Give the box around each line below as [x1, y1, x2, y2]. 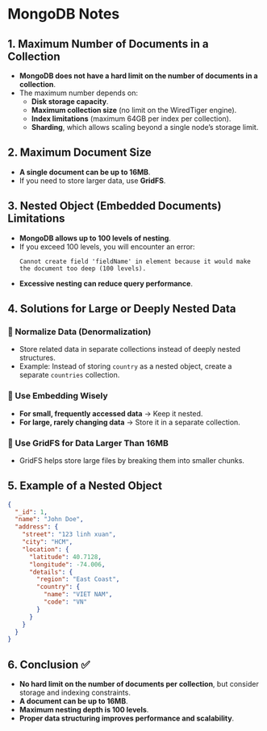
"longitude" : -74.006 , [28, 560, 106, 569]
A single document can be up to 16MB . [19, 167, 151, 177]
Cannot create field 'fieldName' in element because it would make [19, 257, 251, 265]
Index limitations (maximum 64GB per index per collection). [31, 114, 232, 123]
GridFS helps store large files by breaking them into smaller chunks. [19, 455, 245, 465]
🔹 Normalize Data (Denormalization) [7, 326, 152, 337]
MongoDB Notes [7, 5, 120, 23]
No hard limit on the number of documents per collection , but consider [19, 679, 259, 689]
